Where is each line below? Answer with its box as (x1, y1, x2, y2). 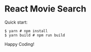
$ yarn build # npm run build (4, 33, 65, 38)
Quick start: (4, 19, 27, 25)
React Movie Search (4, 3, 87, 14)
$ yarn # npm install (4, 28, 48, 33)
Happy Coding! (4, 41, 35, 47)
